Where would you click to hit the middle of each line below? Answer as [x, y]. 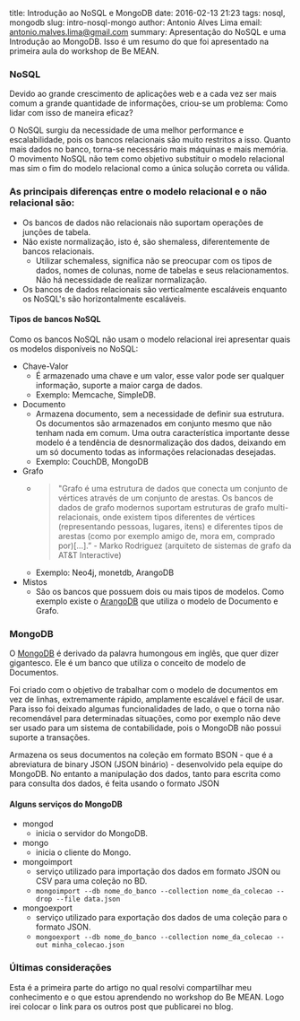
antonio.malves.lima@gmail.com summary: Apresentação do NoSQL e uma [148, 32]
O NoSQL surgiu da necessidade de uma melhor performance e [127, 130]
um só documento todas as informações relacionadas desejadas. [156, 451]
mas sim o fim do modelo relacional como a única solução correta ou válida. [150, 169]
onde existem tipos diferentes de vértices [179, 517]
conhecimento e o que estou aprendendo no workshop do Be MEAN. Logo [147, 997]
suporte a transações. [50, 737]
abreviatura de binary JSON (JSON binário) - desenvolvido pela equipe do [146, 764]
